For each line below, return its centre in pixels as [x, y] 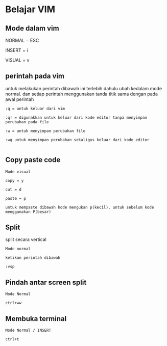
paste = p [16, 198]
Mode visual [18, 172]
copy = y [15, 180]
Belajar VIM [30, 9]
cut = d [14, 190]
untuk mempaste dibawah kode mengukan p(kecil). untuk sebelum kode [80, 207]
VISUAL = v [17, 60]
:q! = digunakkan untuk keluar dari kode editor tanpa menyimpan [76, 117]
